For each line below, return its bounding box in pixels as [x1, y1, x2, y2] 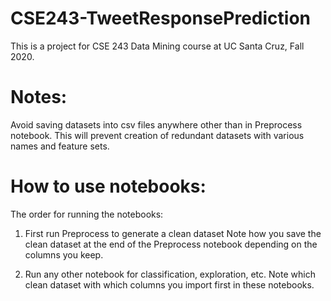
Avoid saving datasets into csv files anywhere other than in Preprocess [10, 118, 303, 131]
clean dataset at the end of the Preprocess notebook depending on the [24, 238, 318, 250]
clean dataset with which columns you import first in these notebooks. [24, 278, 315, 291]
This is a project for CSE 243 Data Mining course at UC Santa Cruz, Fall [10, 40, 305, 52]
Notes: [10, 86, 68, 109]
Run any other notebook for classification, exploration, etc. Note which [24, 268, 316, 280]
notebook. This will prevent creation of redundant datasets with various [10, 129, 305, 141]
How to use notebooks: [10, 175, 207, 198]
